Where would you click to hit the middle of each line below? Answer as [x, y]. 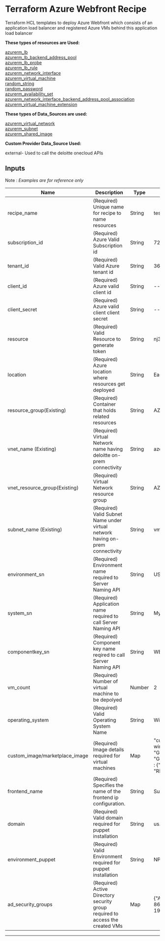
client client [106, 312]
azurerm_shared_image [29, 134]
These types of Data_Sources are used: [46, 114]
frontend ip [106, 797]
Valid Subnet [108, 514]
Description [109, 192]
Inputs [15, 168]
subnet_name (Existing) [35, 529]
